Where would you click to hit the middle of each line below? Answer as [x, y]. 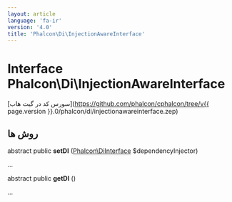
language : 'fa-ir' [35, 21]
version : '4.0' [30, 27]
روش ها [23, 133]
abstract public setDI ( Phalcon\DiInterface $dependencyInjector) [103, 151]
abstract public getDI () [42, 178]
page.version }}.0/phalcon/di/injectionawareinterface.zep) [93, 112]
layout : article [31, 14]
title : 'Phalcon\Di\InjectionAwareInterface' [76, 34]
